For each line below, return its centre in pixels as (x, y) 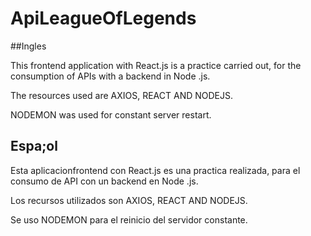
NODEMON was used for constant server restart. (111, 114)
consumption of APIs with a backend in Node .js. (110, 76)
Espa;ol (34, 146)
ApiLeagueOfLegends (103, 18)
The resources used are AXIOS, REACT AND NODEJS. (122, 95)
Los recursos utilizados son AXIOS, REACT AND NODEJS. (129, 200)
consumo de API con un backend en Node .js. (104, 181)
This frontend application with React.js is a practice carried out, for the (156, 65)
